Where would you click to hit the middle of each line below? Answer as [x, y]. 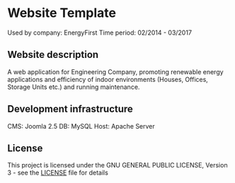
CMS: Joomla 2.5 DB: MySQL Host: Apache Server [81, 126]
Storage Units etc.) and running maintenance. [74, 87]
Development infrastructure [70, 109]
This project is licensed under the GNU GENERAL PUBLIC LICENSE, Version [117, 165]
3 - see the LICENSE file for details [58, 173]
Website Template [62, 13]
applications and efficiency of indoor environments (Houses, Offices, [108, 79]
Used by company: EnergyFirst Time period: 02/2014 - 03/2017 [100, 33]
